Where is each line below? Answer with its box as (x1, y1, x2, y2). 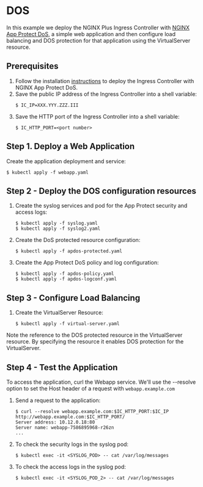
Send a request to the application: (15, 397, 101, 404)
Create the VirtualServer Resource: (15, 309, 104, 317)
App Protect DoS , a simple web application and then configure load (6, 30, 176, 37)
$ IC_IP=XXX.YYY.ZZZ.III (15, 102, 79, 108)
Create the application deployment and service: (6, 157, 127, 165)
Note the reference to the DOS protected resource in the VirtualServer (6, 331, 183, 339)
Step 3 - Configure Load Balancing (6, 293, 141, 303)
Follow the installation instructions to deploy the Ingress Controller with (15, 77, 194, 84)
